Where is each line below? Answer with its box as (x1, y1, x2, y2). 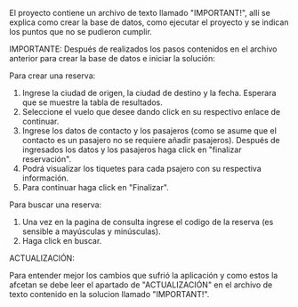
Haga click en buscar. (21, 236, 102, 246)
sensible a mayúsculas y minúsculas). (21, 226, 162, 237)
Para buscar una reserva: (9, 199, 102, 210)
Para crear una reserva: (9, 70, 96, 81)
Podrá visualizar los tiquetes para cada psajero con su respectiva (21, 164, 262, 174)
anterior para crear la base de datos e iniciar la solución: (9, 53, 216, 63)
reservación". (21, 154, 72, 164)
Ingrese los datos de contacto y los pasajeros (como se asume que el (21, 125, 278, 136)
